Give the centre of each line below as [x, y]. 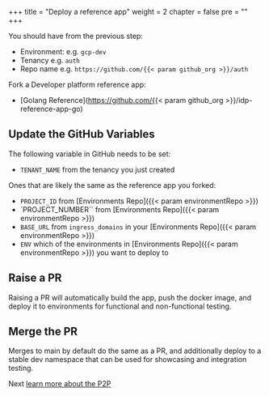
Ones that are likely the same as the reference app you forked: [112, 185]
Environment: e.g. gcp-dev [63, 51]
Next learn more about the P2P [60, 384]
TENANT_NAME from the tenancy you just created [97, 169]
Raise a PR [35, 278]
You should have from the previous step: [76, 36]
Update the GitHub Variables [82, 134]
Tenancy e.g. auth [50, 60]
